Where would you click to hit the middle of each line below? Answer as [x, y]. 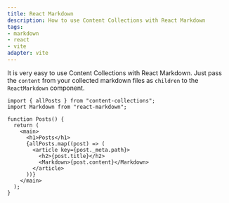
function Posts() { [36, 119]
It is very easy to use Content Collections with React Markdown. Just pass [115, 73]
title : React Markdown [40, 14]
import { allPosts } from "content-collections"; [81, 100]
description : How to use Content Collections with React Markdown [106, 20]
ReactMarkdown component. [46, 88]
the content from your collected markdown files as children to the [103, 80]
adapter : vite [28, 53]
